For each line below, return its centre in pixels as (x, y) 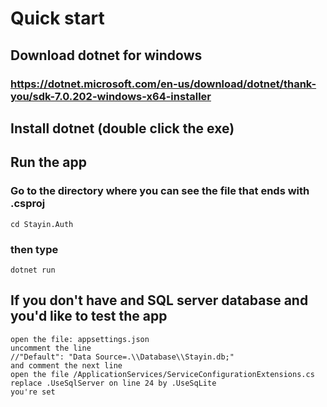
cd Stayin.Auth (42, 224)
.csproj (28, 204)
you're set (33, 392)
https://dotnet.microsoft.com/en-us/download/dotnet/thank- (163, 84)
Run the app (48, 162)
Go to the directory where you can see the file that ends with (160, 191)
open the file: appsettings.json (80, 339)
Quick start (57, 18)
